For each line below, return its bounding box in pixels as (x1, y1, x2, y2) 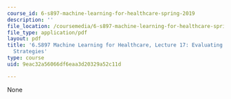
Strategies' (13, 48, 48, 55)
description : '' (7, 16, 54, 23)
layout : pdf (7, 36, 41, 42)
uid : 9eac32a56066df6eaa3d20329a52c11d (7, 61, 122, 68)
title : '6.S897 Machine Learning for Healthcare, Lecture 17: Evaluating (7, 42, 223, 48)
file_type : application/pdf (7, 29, 88, 36)
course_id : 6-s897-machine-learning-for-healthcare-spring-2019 (7, 10, 195, 17)
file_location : (7, 23, 51, 29)
